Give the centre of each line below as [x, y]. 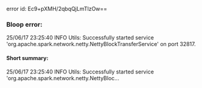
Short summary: [27, 58]
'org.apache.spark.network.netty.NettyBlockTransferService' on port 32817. [101, 44]
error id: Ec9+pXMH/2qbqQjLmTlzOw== [57, 9]
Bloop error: [24, 24]
